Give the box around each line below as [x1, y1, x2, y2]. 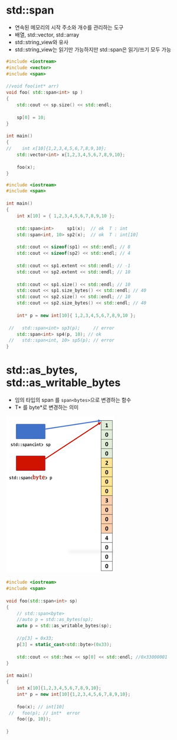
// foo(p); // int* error [8, 710, 81, 716]
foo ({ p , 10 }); [17, 716, 51, 722]
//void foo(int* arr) [6, 83, 60, 89]
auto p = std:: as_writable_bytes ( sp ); [17, 623, 112, 629]
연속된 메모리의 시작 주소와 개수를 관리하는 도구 [14, 24, 124, 31]
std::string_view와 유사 [14, 38, 69, 45]
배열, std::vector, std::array [14, 31, 80, 38]
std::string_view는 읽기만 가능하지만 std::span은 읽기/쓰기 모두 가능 [14, 45, 172, 53]
